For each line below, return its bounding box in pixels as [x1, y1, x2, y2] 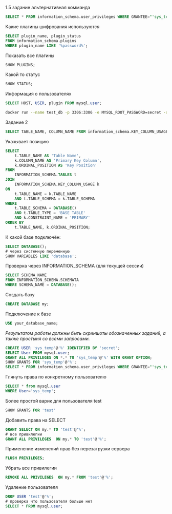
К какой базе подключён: [5, 234, 61, 240]
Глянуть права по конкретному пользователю [5, 374, 106, 380]
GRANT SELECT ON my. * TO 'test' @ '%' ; [5, 427, 86, 432]
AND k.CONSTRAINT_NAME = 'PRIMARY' [14, 215, 91, 220]
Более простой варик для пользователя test [5, 397, 102, 404]
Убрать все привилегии [5, 465, 57, 471]
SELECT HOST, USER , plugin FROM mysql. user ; [5, 101, 102, 106]
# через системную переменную [5, 249, 70, 254]
